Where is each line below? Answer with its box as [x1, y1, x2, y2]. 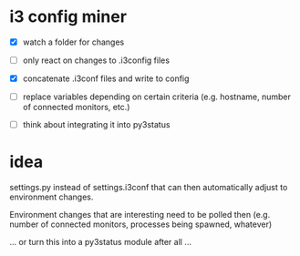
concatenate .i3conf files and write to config [22, 73, 190, 84]
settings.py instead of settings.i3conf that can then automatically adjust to [9, 182, 288, 193]
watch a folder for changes [22, 36, 125, 47]
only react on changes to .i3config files [22, 55, 171, 66]
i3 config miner [9, 6, 128, 27]
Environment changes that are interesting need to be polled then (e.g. [9, 210, 271, 220]
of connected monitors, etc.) [22, 102, 130, 113]
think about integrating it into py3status [22, 119, 171, 130]
